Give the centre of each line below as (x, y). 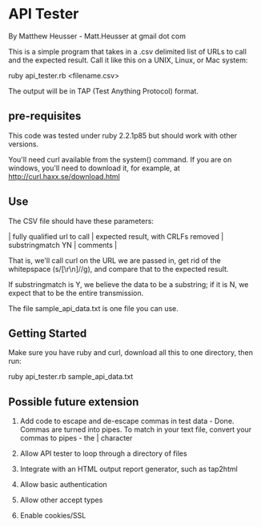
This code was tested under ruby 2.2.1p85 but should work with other (123, 135)
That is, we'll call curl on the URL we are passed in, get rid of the (115, 260)
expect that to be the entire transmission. (76, 293)
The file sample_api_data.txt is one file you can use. (93, 308)
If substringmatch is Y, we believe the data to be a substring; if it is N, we (128, 284)
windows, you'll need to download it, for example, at (94, 168)
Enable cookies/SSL (53, 516)
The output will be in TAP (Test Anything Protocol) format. (103, 91)
